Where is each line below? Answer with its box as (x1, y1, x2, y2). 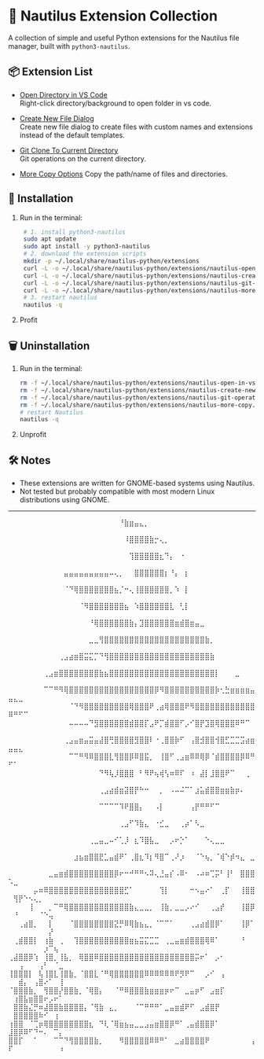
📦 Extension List (8, 65, 93, 79)
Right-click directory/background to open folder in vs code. (19, 98, 212, 108)
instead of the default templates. (19, 130, 126, 140)
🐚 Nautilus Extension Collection (8, 7, 218, 25)
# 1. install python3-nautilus (23, 228, 126, 236)
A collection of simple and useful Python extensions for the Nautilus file (8, 33, 240, 42)
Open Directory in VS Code (19, 90, 108, 99)
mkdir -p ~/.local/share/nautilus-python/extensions (23, 257, 200, 266)
